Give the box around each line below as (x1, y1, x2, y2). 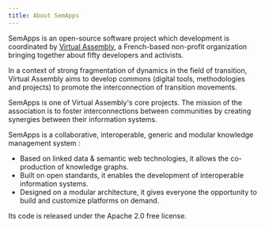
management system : (8, 138, 81, 147)
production (19, 161, 56, 171)
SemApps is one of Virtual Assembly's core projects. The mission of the (8, 97, 243, 107)
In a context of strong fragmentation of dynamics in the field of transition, (8, 65, 248, 75)
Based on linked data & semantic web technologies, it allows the (19, 154, 229, 163)
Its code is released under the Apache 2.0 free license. (8, 211, 187, 220)
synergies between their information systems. (8, 114, 158, 123)
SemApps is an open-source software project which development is (8, 33, 230, 43)
